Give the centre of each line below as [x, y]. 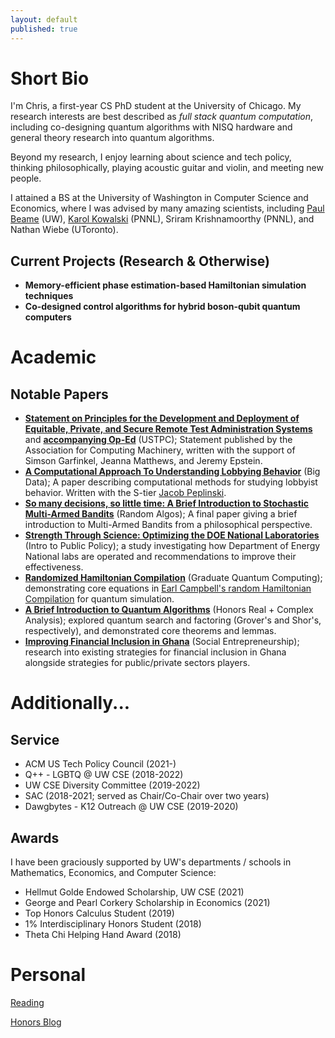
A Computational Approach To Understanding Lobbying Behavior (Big [172, 472]
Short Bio [50, 78]
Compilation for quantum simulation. [99, 599]
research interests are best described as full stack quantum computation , [162, 117]
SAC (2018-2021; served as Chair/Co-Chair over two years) [147, 796]
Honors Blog [36, 1022]
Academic [53, 357]
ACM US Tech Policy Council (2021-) [100, 764]
